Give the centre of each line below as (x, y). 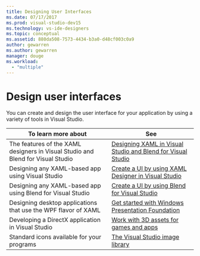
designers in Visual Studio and (51, 151)
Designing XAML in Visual (147, 144)
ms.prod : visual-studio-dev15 (44, 23)
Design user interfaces (64, 96)
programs (23, 245)
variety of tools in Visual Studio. (45, 119)
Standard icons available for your (55, 237)
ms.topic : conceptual (33, 34)
